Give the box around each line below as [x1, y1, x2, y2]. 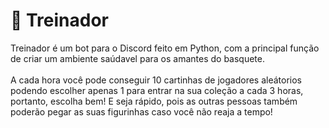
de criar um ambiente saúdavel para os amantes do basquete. [10, 52, 265, 64]
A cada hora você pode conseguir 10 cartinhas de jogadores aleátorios [10, 74, 302, 86]
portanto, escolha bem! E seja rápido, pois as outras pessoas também [10, 95, 298, 107]
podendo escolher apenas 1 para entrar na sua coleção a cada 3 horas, [10, 84, 304, 96]
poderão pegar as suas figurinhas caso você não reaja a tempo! [10, 105, 273, 118]
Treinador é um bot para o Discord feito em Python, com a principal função [10, 42, 320, 54]
